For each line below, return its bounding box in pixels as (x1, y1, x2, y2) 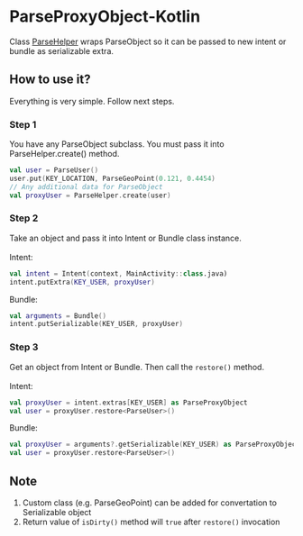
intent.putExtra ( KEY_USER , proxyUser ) (9, 277, 155, 286)
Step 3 (9, 341, 39, 353)
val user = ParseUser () (9, 166, 99, 175)
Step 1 (9, 118, 37, 131)
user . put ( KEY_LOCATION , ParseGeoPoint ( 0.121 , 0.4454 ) (9, 174, 216, 183)
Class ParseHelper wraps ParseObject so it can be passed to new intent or (9, 36, 287, 47)
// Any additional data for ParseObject (9, 182, 164, 191)
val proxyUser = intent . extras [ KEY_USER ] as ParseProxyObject (9, 398, 248, 407)
